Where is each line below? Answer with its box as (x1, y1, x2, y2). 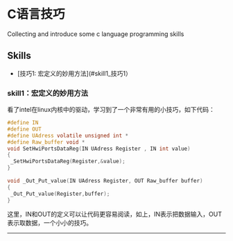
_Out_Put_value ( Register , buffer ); (10, 190, 110, 197)
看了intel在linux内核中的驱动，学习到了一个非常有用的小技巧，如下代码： (7, 106, 215, 114)
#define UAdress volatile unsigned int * (7, 132, 129, 139)
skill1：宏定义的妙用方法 (7, 88, 89, 98)
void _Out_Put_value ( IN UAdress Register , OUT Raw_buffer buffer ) (7, 177, 203, 184)
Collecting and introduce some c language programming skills (7, 29, 184, 38)
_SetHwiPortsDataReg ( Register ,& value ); (10, 158, 126, 165)
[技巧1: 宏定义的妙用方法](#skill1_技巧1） (17, 69, 132, 77)
